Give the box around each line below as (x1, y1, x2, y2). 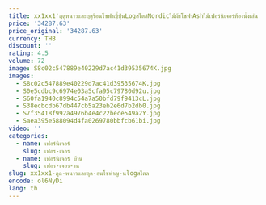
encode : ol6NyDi (8, 177, 63, 186)
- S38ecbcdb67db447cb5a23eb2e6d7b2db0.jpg (15, 102, 161, 110)
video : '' (8, 124, 42, 132)
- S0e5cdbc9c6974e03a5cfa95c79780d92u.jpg (15, 86, 161, 95)
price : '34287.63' (8, 19, 70, 27)
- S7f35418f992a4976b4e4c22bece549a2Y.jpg (15, 110, 161, 118)
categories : (8, 132, 49, 140)
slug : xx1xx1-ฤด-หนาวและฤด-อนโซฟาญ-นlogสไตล (8, 169, 150, 178)
